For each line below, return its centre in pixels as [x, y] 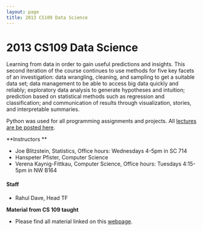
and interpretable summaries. [43, 109]
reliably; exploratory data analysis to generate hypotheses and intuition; [96, 90]
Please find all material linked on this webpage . [74, 221]
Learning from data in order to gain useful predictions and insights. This [96, 64]
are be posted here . [31, 127]
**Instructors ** [27, 139]
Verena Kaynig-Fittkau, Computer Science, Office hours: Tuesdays [98, 164]
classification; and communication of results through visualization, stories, [99, 103]
